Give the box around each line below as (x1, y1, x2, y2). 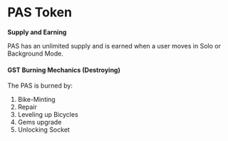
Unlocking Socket (17, 125, 70, 134)
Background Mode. (7, 49, 64, 58)
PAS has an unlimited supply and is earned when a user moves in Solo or (7, 41, 221, 50)
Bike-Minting (17, 95, 56, 104)
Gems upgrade (17, 118, 62, 127)
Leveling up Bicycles (17, 110, 78, 119)
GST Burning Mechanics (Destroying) (7, 66, 121, 74)
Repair (17, 103, 37, 111)
